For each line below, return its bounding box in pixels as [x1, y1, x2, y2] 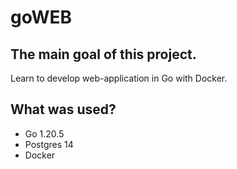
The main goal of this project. [10, 46, 197, 63]
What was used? [10, 101, 117, 118]
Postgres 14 [24, 138, 74, 150]
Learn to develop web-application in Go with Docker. [10, 72, 228, 84]
